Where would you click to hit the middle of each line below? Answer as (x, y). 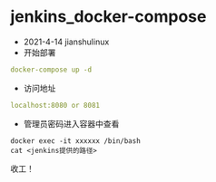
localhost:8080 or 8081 (55, 105)
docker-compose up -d (51, 70)
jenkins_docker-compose (108, 17)
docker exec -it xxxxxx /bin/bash (76, 141)
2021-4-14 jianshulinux (66, 42)
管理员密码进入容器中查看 (71, 123)
